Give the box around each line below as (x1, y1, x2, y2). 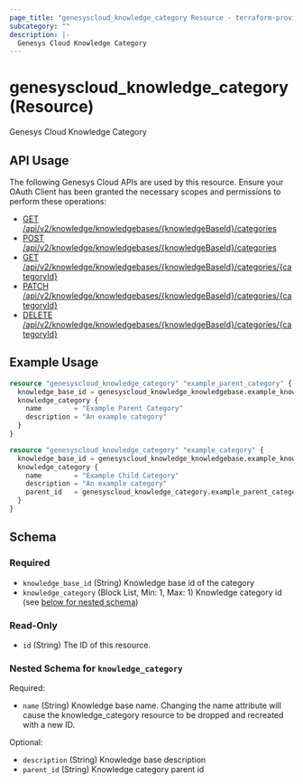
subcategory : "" (9, 22, 70, 31)
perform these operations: (9, 196, 106, 206)
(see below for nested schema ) (22, 596, 139, 607)
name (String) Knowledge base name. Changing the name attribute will (22, 700, 282, 711)
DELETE (22, 309, 53, 320)
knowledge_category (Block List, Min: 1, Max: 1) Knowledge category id (22, 587, 282, 598)
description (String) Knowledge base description (22, 754, 207, 765)
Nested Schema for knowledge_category (9, 662, 183, 675)
